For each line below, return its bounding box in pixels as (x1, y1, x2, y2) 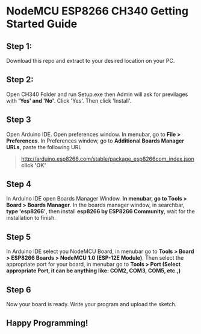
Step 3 (6, 115, 31, 125)
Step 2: (6, 74, 34, 85)
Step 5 (6, 231, 31, 242)
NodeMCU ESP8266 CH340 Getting (6, 4, 188, 18)
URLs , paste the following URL (6, 143, 82, 150)
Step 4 (6, 179, 32, 190)
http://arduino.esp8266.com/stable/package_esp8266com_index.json (20, 155, 194, 162)
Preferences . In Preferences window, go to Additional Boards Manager (6, 137, 185, 144)
